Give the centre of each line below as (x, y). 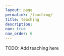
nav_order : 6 (19, 34)
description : (19, 24)
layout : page (19, 10)
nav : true (16, 29)
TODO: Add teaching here (32, 48)
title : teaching (22, 19)
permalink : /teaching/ (29, 15)
